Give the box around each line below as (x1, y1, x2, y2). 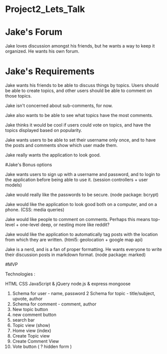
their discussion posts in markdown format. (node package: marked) (5, 251, 146, 258)
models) (5, 182, 22, 188)
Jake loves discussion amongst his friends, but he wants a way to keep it (5, 43, 155, 49)
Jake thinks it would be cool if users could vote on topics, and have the (5, 122, 151, 128)
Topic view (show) (12, 322, 51, 328)
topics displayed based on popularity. (5, 127, 82, 133)
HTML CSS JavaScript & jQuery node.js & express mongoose (5, 281, 131, 287)
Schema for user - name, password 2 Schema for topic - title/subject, (12, 290, 156, 296)
